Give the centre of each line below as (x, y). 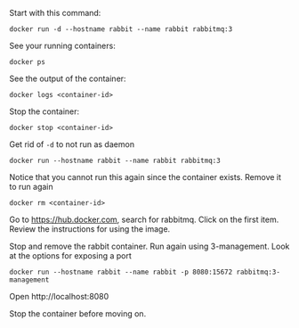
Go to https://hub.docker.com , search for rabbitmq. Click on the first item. (144, 219)
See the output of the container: (68, 78)
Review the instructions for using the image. (90, 229)
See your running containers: (62, 45)
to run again (31, 187)
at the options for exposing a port (70, 256)
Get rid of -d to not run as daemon (72, 144)
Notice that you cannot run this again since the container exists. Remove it (145, 177)
